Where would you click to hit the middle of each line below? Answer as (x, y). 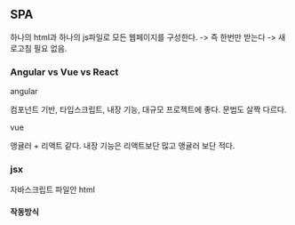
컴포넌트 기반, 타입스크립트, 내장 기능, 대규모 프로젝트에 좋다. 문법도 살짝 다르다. (148, 109)
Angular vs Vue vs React (64, 72)
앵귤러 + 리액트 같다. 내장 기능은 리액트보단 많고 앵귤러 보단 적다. (123, 146)
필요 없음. (50, 48)
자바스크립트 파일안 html (53, 189)
